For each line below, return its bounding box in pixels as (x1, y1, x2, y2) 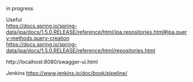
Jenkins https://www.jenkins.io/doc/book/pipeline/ (6, 70, 128, 76)
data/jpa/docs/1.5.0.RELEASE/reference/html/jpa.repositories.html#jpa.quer (6, 28, 188, 35)
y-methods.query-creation (6, 35, 70, 41)
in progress (6, 5, 34, 12)
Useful (6, 16, 22, 23)
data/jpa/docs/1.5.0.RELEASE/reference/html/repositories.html (6, 47, 156, 54)
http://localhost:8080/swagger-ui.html (6, 58, 98, 65)
